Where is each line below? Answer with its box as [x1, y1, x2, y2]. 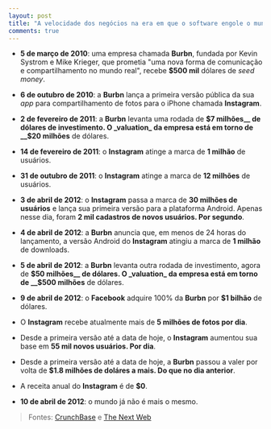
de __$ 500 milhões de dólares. [19, 278, 124, 287]
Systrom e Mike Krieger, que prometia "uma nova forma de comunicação [19, 57, 263, 67]
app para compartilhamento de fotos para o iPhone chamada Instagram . [19, 98, 262, 109]
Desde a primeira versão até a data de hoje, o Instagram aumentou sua [19, 333, 258, 343]
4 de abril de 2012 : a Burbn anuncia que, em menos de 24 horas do [19, 228, 247, 237]
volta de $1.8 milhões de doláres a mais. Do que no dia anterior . [19, 365, 236, 375]
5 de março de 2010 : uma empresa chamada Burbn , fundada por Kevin [19, 49, 258, 59]
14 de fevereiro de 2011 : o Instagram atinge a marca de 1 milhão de [19, 146, 246, 157]
